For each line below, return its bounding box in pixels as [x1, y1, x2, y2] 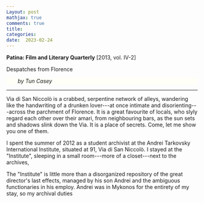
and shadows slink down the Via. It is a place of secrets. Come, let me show [6, 121, 196, 128]
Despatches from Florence [6, 66, 73, 73]
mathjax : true [6, 15, 42, 21]
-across [6, 108, 26, 115]
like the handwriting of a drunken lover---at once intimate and [6, 101, 161, 109]
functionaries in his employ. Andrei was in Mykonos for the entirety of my [6, 184, 189, 191]
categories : [6, 32, 36, 38]
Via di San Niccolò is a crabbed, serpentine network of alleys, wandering [6, 95, 188, 103]
